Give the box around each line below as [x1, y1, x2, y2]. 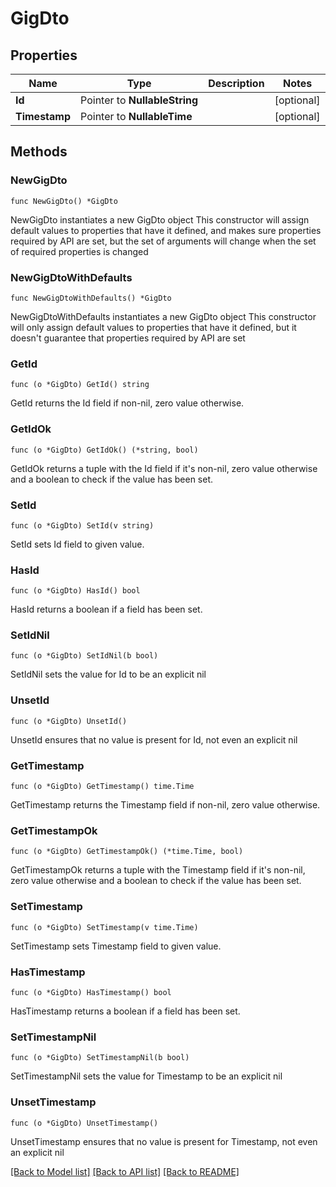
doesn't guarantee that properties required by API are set [10, 332, 246, 344]
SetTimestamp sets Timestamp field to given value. [10, 940, 222, 952]
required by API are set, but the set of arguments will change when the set [10, 235, 317, 247]
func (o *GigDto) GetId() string [10, 380, 150, 390]
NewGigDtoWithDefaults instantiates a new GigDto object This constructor [10, 310, 317, 322]
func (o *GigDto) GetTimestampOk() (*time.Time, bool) [10, 847, 244, 857]
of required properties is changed [10, 245, 149, 257]
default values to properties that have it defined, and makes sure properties [10, 224, 322, 236]
